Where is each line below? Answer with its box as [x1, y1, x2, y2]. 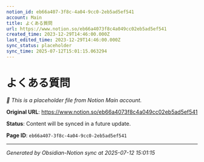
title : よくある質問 [6, 20, 53, 26]
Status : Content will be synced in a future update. [6, 120, 131, 127]
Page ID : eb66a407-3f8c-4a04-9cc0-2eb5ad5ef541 [6, 131, 127, 139]
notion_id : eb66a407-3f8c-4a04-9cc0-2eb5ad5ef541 [6, 8, 135, 15]
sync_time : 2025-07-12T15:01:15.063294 [6, 48, 107, 54]
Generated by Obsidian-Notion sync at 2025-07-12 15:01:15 [6, 149, 155, 156]
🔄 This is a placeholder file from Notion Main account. [6, 96, 142, 103]
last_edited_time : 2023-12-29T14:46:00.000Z [6, 37, 121, 43]
